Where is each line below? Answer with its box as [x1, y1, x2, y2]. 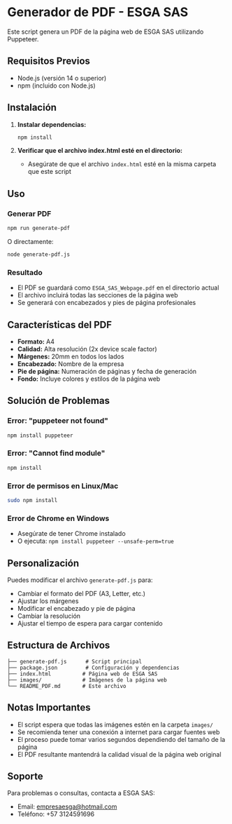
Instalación [7, 102, 57, 114]
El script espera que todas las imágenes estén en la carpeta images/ [17, 720, 214, 729]
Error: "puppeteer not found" [7, 416, 108, 426]
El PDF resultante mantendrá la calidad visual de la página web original [17, 750, 222, 758]
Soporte [7, 771, 43, 783]
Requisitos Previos [7, 55, 91, 67]
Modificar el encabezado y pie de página [17, 605, 136, 612]
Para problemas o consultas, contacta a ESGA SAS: [7, 789, 155, 797]
